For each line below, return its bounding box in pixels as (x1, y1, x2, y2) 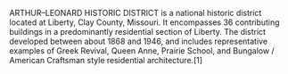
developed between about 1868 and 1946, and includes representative (9, 36, 268, 46)
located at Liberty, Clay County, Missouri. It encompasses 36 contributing (9, 17, 280, 28)
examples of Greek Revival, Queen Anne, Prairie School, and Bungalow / (9, 45, 275, 56)
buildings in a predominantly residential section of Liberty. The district (9, 27, 266, 37)
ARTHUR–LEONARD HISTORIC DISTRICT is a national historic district (9, 8, 262, 18)
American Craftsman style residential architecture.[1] (9, 55, 203, 65)
